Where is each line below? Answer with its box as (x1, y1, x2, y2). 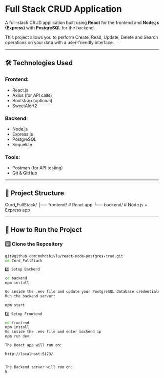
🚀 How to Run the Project (5, 226, 82, 234)
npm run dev (5, 334, 29, 339)
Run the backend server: (5, 293, 56, 299)
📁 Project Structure (5, 189, 64, 197)
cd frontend (5, 320, 29, 325)
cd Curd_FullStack (5, 258, 42, 263)
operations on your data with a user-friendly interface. (5, 39, 114, 45)
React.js (12, 87, 29, 93)
